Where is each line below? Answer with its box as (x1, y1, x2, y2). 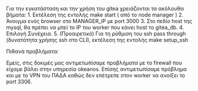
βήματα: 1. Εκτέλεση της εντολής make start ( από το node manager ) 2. (6, 11, 184, 18)
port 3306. (6, 78, 33, 85)
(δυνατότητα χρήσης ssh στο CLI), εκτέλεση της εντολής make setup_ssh (6, 37, 189, 43)
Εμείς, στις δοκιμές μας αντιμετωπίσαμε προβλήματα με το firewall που (6, 59, 183, 66)
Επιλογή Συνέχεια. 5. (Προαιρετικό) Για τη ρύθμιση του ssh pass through (6, 30, 186, 37)
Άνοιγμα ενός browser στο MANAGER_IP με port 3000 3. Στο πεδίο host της (6, 18, 193, 24)
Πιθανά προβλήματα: (6, 48, 59, 55)
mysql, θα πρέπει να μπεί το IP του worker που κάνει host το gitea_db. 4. (6, 24, 184, 31)
